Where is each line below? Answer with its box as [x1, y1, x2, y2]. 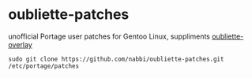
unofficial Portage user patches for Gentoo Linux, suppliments [8, 32, 211, 41]
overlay [8, 39, 33, 49]
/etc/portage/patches [8, 61, 80, 70]
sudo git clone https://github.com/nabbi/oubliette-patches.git [8, 55, 224, 63]
